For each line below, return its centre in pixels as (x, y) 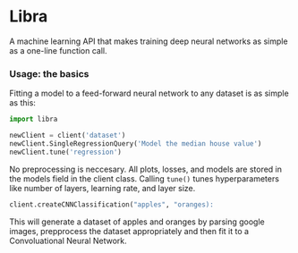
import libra (34, 119)
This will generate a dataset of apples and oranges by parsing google (137, 222)
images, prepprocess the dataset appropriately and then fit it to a (129, 231)
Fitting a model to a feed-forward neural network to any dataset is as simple (149, 93)
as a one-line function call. (58, 50)
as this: (22, 103)
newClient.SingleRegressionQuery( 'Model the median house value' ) (136, 143)
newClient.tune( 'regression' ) (66, 152)
